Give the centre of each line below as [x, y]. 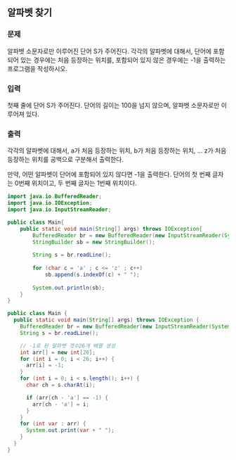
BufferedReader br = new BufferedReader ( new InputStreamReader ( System [125, 327]
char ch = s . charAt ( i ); [61, 385]
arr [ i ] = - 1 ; [45, 365]
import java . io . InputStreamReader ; [59, 210]
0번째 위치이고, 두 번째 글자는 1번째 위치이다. [76, 183]
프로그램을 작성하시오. [38, 68]
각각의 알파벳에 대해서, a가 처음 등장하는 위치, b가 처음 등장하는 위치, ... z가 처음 [117, 151]
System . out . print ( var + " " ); [70, 430]
